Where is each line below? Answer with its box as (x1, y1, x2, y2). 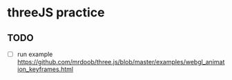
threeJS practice (7, 5, 105, 21)
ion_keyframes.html (17, 65, 74, 73)
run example (17, 50, 53, 58)
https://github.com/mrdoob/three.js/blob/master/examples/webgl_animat (17, 58, 225, 66)
